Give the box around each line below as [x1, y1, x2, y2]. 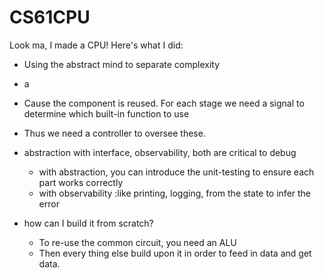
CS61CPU [9, 6, 91, 29]
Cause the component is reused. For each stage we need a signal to [23, 97, 305, 109]
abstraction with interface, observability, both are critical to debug [23, 146, 297, 158]
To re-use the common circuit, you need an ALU [38, 236, 237, 248]
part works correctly [38, 176, 124, 188]
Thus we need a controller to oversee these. [23, 127, 206, 139]
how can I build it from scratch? [23, 217, 154, 229]
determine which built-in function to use [23, 107, 190, 120]
